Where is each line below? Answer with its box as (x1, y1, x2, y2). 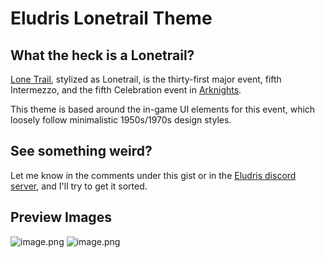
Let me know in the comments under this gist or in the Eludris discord (10, 169, 297, 181)
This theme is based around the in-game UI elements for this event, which (10, 103, 316, 115)
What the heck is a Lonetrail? (10, 47, 195, 64)
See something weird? (10, 143, 153, 160)
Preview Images (10, 209, 112, 226)
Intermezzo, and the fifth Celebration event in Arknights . (10, 84, 242, 96)
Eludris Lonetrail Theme (10, 7, 213, 30)
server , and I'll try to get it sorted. (10, 180, 148, 192)
